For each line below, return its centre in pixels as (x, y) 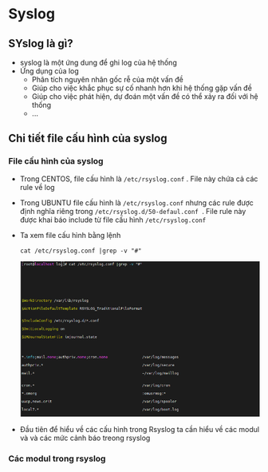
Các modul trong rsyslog (57, 458)
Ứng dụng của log (49, 71)
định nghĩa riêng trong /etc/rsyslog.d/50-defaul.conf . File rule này (133, 211)
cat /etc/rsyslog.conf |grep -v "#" (81, 251)
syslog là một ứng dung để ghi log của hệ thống (98, 62)
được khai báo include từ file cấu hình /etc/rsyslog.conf (113, 220)
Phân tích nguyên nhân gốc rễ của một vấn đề (107, 79)
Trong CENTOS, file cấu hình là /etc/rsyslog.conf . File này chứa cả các (139, 178)
